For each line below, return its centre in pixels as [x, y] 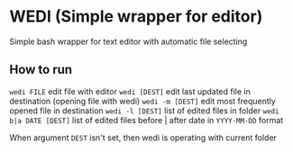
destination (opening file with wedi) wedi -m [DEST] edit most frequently [143, 101]
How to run [41, 70]
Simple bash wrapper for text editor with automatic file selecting [128, 41]
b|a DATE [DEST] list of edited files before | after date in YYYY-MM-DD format [146, 120]
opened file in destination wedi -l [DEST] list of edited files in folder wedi [144, 111]
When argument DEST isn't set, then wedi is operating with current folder [143, 138]
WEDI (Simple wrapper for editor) [136, 17]
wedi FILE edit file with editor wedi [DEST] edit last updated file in [130, 91]
